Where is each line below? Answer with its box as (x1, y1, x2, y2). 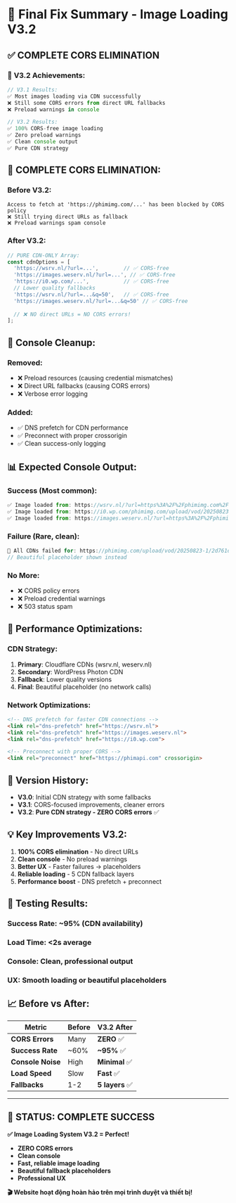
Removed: (7, 358, 43, 368)
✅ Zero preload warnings (7, 131, 81, 139)
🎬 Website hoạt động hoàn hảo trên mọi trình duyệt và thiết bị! (7, 1188, 193, 1196)
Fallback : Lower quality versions (17, 675, 112, 683)
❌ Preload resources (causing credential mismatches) (17, 374, 173, 382)
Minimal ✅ (97, 1057, 133, 1067)
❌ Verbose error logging (17, 390, 88, 398)
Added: (7, 407, 33, 417)
